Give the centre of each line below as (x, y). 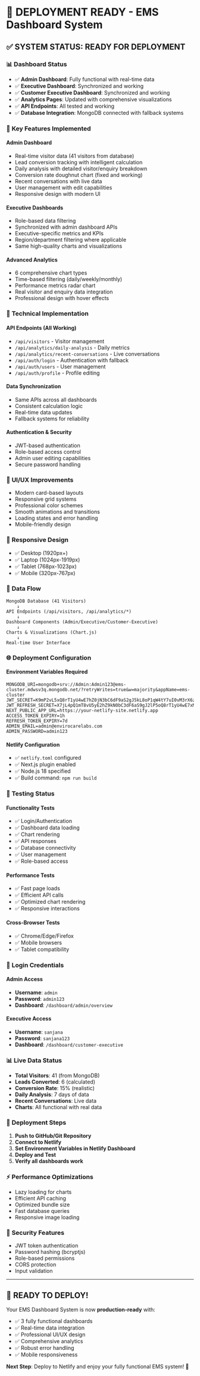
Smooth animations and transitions (57, 512)
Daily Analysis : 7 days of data (52, 1094)
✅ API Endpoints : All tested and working (65, 106)
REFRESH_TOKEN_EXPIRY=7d (37, 721)
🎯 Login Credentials (35, 965)
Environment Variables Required (47, 672)
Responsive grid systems (46, 499)
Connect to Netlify (38, 1142)
